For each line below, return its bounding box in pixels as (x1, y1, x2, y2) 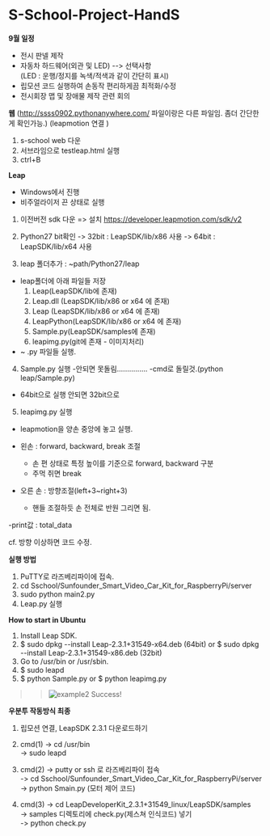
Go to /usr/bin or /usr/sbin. (19, 657, 109, 666)
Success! (91, 689, 123, 699)
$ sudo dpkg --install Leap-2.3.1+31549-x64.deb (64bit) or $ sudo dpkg (19, 639, 259, 648)
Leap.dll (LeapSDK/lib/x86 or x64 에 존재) (32, 296, 170, 306)
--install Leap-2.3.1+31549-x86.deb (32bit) (19, 648, 162, 657)
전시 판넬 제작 (19, 50, 64, 60)
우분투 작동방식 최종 (8, 706, 71, 716)
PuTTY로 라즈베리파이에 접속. (19, 572, 115, 581)
